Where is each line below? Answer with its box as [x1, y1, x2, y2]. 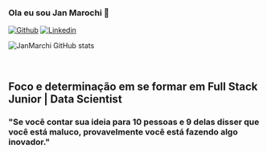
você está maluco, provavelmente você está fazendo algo [8, 126, 239, 137]
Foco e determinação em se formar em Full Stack [8, 79, 258, 93]
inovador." [8, 136, 51, 147]
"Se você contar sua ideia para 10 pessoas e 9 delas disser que [8, 116, 260, 127]
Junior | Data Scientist [8, 92, 122, 106]
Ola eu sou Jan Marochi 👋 [8, 7, 110, 18]
